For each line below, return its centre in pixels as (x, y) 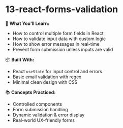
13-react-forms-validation (62, 9)
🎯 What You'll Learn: (27, 23)
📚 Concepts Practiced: (30, 92)
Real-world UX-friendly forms (44, 120)
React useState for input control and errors (57, 71)
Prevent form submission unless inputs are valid (63, 49)
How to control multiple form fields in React (58, 33)
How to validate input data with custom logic (59, 39)
